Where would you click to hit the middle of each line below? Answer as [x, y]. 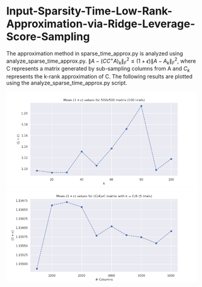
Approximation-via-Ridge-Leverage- [101, 24]
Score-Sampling [48, 37]
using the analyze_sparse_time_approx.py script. [67, 83]
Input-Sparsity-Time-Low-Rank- [89, 11]
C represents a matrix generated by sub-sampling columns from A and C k [98, 69]
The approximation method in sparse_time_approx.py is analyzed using [95, 53]
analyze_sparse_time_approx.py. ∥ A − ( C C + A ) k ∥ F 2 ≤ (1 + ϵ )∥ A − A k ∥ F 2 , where [101, 61]
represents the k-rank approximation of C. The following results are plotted [99, 77]
